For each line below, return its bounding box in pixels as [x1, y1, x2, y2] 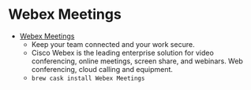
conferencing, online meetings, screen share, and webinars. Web [31, 56, 243, 66]
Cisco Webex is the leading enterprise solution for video [31, 48, 215, 57]
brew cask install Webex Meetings [31, 74, 145, 82]
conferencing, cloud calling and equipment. [31, 64, 174, 74]
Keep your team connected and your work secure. [31, 39, 195, 49]
